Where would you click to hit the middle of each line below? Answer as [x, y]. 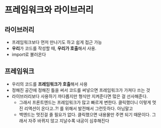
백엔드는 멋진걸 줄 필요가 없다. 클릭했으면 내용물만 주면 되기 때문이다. [85, 114]
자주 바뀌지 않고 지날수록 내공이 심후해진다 [69, 121]
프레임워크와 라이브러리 [49, 10]
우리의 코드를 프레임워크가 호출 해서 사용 [49, 84]
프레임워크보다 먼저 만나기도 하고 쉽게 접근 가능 [57, 42]
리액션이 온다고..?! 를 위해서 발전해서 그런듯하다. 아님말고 [79, 108]
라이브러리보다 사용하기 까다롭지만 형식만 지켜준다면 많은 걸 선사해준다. [80, 96]
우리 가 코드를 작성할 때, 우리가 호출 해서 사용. [54, 48]
